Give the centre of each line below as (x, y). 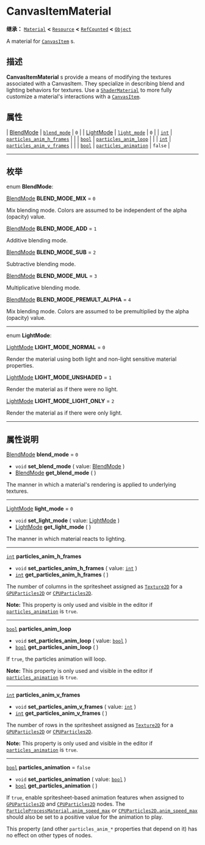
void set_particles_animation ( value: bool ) (70, 779)
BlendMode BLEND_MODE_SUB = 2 (51, 252)
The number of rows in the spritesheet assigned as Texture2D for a (90, 725)
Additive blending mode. (37, 241)
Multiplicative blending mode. (44, 288)
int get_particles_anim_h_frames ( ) (62, 575)
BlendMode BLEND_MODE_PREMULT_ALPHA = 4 (69, 300)
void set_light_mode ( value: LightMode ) (67, 521)
